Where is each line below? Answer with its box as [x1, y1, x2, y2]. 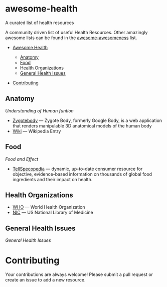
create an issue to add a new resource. [5, 277, 86, 283]
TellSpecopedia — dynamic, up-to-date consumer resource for [12, 166, 143, 172]
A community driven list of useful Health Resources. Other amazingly [5, 29, 148, 35]
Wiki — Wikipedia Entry [12, 128, 61, 134]
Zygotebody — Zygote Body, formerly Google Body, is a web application [12, 117, 162, 123]
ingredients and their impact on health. [12, 176, 93, 182]
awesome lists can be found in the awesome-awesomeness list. [5, 35, 137, 41]
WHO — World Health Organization [12, 204, 85, 210]
